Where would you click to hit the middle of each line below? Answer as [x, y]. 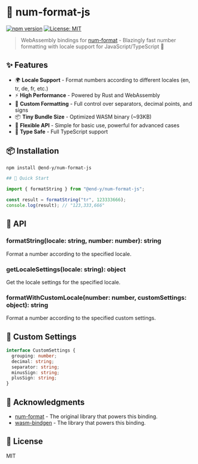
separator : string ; [36, 367]
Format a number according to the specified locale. [69, 254]
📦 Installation [33, 151]
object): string [27, 305]
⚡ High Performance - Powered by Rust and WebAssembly [87, 95]
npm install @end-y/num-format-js [49, 168]
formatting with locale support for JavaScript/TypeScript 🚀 [92, 46]
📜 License [25, 442]
